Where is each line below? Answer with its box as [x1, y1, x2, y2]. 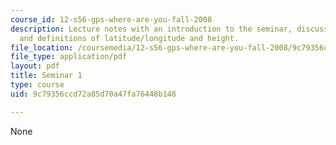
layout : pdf [10, 61, 60, 71]
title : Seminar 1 [10, 71, 83, 81]
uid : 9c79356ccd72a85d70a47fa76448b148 [10, 89, 177, 99]
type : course [10, 80, 65, 90]
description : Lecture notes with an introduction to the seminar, [10, 24, 293, 34]
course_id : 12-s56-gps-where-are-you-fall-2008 [10, 14, 213, 25]
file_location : [10, 42, 74, 53]
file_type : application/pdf [10, 52, 128, 62]
